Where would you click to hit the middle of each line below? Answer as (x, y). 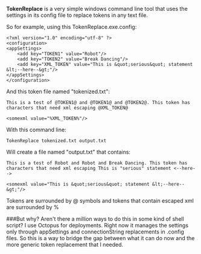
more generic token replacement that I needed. (65, 245)
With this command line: (36, 130)
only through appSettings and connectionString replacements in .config (95, 232)
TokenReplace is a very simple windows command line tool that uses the (97, 9)
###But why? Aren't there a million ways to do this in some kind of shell (95, 219)
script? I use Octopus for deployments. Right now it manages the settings (97, 225)
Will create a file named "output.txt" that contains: (69, 152)
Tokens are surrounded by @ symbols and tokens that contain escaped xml (100, 201)
